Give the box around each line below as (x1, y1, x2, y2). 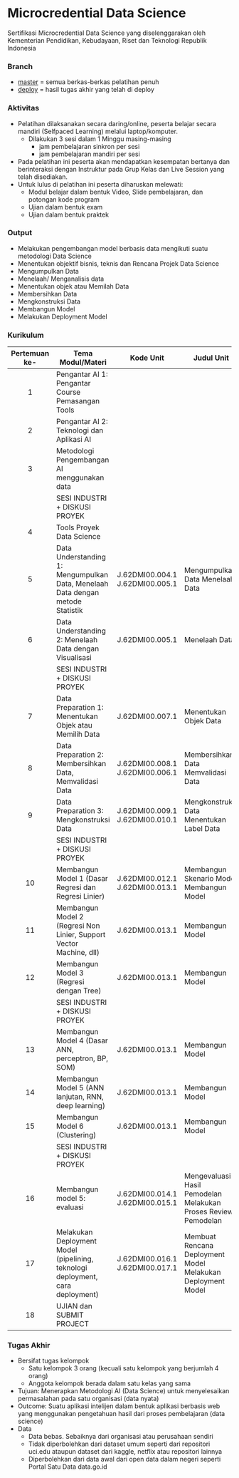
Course (55, 387, 81, 397)
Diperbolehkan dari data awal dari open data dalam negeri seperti (28, 1455, 221, 1464)
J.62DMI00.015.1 (117, 1198, 178, 1208)
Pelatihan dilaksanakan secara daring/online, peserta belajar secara (17, 119, 217, 128)
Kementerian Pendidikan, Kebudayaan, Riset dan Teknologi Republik (7, 36, 208, 44)
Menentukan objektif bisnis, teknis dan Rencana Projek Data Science (17, 259, 219, 268)
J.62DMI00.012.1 (117, 874, 178, 884)
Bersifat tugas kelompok (17, 1356, 90, 1365)
